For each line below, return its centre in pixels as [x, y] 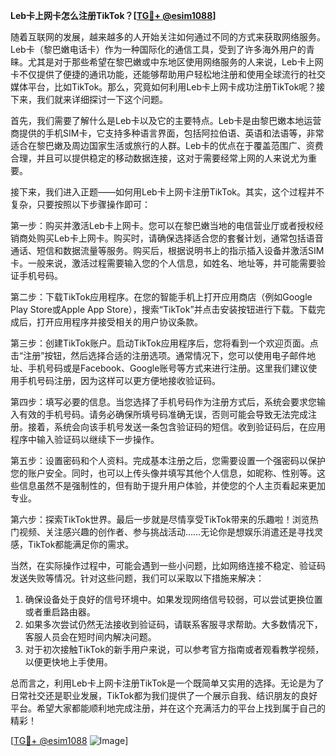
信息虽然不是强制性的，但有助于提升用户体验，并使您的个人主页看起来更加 [172, 485]
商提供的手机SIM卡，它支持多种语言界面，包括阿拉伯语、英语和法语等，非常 [167, 133]
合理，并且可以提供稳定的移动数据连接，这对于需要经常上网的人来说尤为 [159, 158]
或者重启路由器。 [60, 612]
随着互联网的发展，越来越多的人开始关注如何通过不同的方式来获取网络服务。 [168, 37]
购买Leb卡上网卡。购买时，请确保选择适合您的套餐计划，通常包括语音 [180, 238]
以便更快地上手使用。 [68, 662]
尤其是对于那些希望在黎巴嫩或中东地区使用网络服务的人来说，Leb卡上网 [175, 62]
